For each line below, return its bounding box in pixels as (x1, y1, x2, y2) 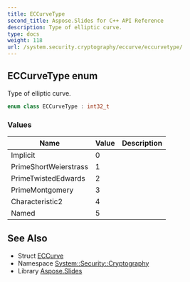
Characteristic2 (11, 196, 63, 206)
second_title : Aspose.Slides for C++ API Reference (7, 17, 164, 24)
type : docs (7, 30, 40, 38)
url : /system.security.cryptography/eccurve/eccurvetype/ (7, 44, 183, 51)
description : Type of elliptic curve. (7, 24, 122, 31)
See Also (7, 233, 48, 245)
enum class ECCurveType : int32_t (7, 103, 110, 110)
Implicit (11, 150, 36, 160)
